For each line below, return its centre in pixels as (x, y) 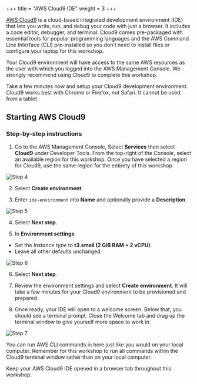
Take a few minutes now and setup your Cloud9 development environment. (97, 86)
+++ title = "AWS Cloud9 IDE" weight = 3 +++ (61, 9)
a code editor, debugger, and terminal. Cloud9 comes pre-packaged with (95, 32)
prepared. (26, 298)
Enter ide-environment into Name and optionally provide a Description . (101, 200)
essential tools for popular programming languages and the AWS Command (98, 38)
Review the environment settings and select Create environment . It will (101, 285)
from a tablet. (22, 99)
